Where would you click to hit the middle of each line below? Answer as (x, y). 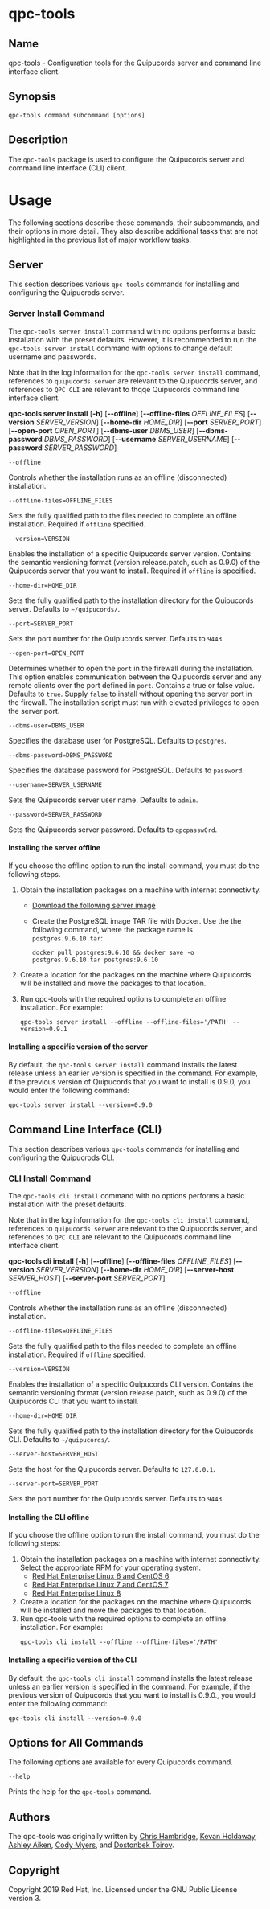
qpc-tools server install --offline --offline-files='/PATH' (125, 1022)
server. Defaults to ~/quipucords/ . (64, 608)
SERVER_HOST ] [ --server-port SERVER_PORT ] (87, 1278)
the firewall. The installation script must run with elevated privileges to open (134, 702)
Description (38, 140)
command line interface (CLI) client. (67, 168)
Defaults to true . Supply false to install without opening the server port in (130, 694)
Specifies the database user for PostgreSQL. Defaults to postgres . (117, 740)
